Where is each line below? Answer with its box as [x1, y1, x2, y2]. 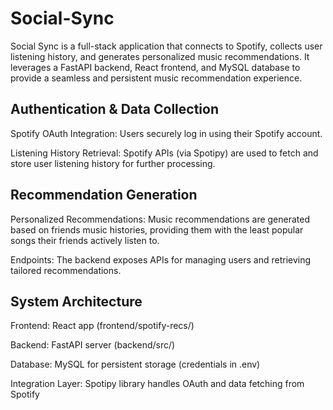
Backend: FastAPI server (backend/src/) [10, 339, 176, 351]
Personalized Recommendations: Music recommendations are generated [10, 213, 311, 225]
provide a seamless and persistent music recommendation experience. [10, 72, 303, 84]
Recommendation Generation [10, 187, 198, 204]
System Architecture [10, 293, 143, 310]
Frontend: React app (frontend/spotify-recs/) [10, 320, 195, 332]
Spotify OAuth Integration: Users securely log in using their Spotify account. [10, 127, 323, 139]
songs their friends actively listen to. [10, 234, 160, 246]
